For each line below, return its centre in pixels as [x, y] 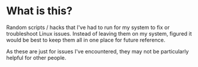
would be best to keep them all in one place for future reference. [86, 40]
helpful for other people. [36, 58]
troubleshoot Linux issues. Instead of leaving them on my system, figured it [99, 33]
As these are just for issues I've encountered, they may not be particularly [97, 51]
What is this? [40, 11]
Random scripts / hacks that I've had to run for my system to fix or [88, 27]
